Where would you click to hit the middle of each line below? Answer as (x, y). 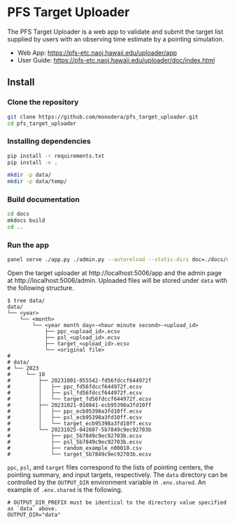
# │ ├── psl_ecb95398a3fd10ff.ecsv (74, 418)
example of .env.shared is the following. (65, 490)
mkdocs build (26, 221)
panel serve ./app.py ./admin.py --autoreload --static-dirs (98, 260)
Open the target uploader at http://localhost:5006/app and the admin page (115, 273)
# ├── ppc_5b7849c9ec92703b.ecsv (74, 436)
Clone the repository (43, 102)
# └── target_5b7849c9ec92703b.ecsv (79, 454)
